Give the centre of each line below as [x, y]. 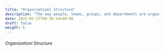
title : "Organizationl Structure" [41, 9]
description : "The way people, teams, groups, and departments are [76, 14]
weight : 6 [15, 28]
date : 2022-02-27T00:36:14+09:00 [39, 18]
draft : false [18, 23]
